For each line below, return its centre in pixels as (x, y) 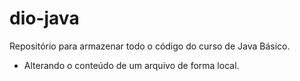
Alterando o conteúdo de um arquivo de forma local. (131, 65)
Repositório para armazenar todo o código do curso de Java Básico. (150, 46)
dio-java (44, 18)
